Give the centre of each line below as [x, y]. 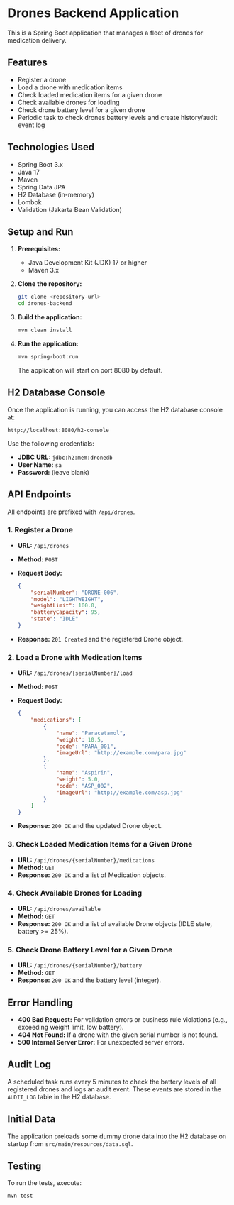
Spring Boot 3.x [40, 164]
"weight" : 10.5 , [80, 739]
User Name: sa [40, 464]
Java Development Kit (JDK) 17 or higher [88, 263]
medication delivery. [37, 40]
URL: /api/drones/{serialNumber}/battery [80, 965]
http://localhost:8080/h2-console [58, 430]
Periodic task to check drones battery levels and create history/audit [117, 117]
